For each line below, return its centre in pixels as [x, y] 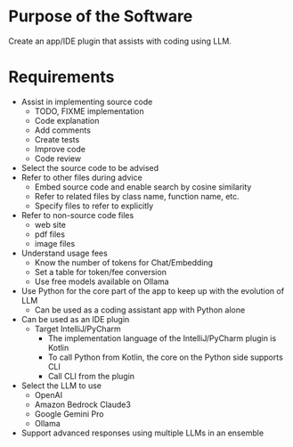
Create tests [57, 139]
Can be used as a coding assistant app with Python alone [140, 310]
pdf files [50, 234]
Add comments [62, 130]
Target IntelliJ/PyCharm [77, 329]
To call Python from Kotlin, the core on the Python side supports [166, 357]
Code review [58, 158]
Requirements [61, 77]
